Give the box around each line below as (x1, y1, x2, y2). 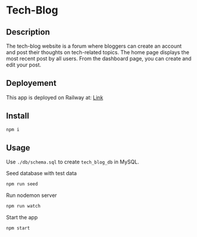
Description (6, 27, 50, 37)
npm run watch (6, 203, 41, 209)
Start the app (6, 214, 38, 221)
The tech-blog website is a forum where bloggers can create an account (6, 42, 182, 49)
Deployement (6, 78, 57, 88)
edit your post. (6, 61, 42, 68)
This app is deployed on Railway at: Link (6, 94, 103, 101)
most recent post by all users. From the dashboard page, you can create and (6, 55, 192, 62)
